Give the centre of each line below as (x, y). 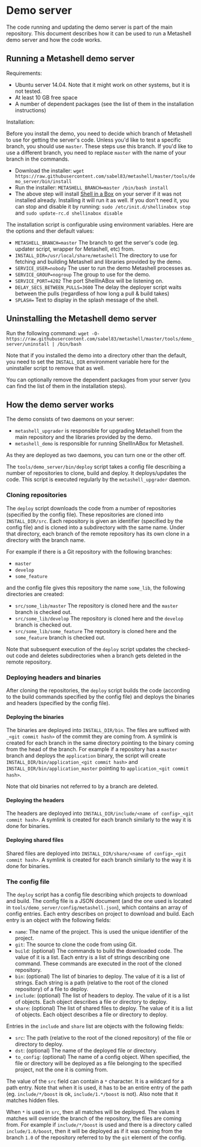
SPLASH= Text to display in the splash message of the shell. (87, 300)
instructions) (31, 110)
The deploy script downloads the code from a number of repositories (91, 508)
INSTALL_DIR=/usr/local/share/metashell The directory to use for (96, 255)
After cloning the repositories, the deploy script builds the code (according (98, 690)
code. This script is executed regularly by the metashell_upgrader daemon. (98, 480)
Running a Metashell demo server (70, 58)
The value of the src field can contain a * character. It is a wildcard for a (95, 1081)
